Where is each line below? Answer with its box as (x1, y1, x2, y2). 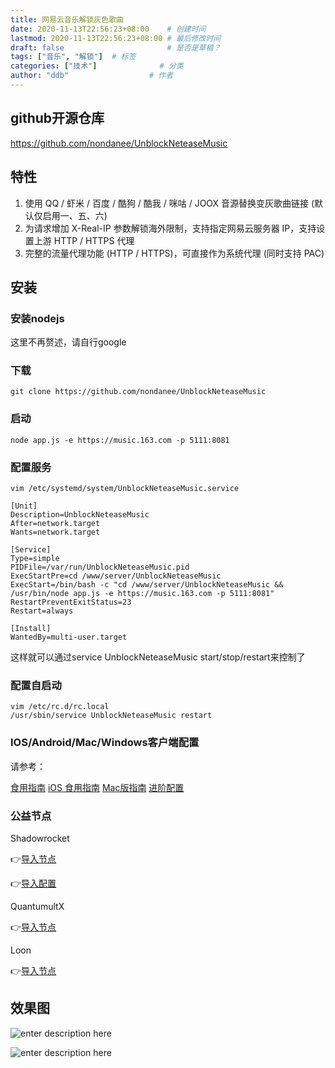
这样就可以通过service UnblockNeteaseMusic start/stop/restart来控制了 (10, 651, 306, 663)
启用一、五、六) (42, 209, 108, 221)
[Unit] (10, 501, 38, 511)
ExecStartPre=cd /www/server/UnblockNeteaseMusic (10, 571, 222, 581)
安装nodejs (10, 311, 65, 325)
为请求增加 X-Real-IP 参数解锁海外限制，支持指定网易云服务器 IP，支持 (24, 222, 317, 234)
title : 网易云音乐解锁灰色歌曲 (10, 14, 124, 25)
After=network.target (10, 519, 101, 529)
